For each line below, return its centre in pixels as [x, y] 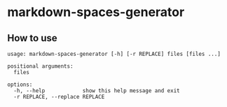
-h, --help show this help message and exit [97, 91]
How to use [32, 38]
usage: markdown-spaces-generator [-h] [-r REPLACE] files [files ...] [114, 54]
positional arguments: [40, 66]
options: [20, 85]
